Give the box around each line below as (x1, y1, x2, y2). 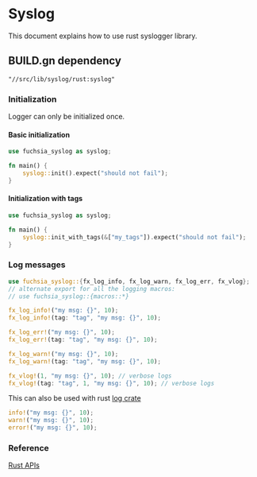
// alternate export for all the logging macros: (8, 285, 176, 293)
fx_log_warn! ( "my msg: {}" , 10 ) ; (8, 350, 119, 358)
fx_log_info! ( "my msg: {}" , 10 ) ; (8, 307, 119, 315)
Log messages (8, 259, 66, 270)
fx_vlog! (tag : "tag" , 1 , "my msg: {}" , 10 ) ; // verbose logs (8, 379, 215, 387)
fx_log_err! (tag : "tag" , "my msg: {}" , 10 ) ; (8, 335, 158, 343)
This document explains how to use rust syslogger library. (8, 31, 198, 41)
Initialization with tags (8, 194, 83, 204)
